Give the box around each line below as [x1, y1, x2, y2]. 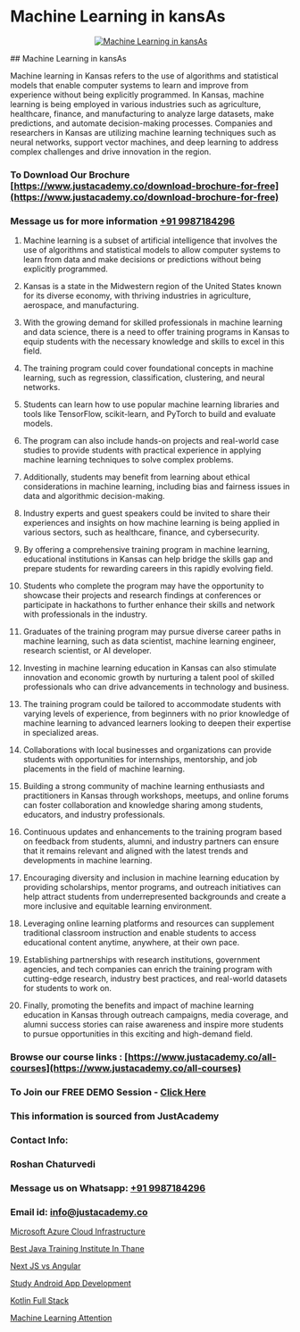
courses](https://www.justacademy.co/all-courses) [10, 1062, 242, 1075]
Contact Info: [10, 1134, 69, 1146]
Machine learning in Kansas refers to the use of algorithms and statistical [10, 70, 279, 81]
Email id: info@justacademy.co [10, 1205, 148, 1218]
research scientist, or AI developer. [22, 645, 153, 656]
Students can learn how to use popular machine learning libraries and [22, 399, 279, 410]
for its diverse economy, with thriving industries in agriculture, [22, 290, 252, 301]
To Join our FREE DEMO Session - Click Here [10, 1086, 206, 1098]
